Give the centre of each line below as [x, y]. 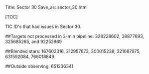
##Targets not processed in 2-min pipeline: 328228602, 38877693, [75, 36]
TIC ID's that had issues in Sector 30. [43, 26]
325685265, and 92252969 [34, 41]
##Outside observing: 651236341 [39, 66]
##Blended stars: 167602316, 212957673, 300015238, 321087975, [73, 51]
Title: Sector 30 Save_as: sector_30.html [47, 7]
